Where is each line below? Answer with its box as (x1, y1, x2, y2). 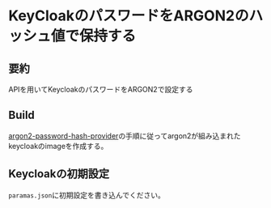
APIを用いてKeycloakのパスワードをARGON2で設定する (8, 85, 193, 94)
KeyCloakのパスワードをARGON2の (8, 6, 249, 25)
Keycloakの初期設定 (8, 167, 110, 181)
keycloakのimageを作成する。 (8, 141, 108, 151)
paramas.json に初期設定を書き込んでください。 (8, 190, 166, 200)
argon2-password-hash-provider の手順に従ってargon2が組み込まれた (8, 130, 241, 141)
